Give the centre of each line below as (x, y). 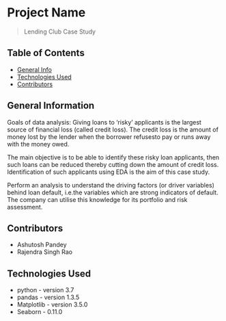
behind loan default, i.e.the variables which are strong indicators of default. (113, 192)
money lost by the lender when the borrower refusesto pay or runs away (109, 137)
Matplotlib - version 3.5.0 (52, 305)
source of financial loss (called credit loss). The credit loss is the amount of (113, 129)
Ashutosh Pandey (42, 245)
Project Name (46, 13)
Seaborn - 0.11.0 (40, 312)
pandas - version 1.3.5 (48, 297)
